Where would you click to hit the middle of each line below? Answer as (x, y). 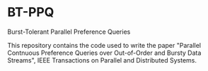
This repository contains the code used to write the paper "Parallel (104, 45)
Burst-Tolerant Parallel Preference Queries (69, 32)
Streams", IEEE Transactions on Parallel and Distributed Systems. (102, 60)
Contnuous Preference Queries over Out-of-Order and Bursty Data (104, 53)
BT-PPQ (31, 12)
